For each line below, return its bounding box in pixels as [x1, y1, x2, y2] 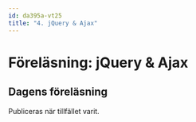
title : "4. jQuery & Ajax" [8, 19, 98, 27]
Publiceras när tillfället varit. [8, 106, 100, 116]
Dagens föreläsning [8, 85, 108, 99]
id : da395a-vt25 [8, 11, 62, 20]
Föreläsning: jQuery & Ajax [8, 53, 189, 72]
